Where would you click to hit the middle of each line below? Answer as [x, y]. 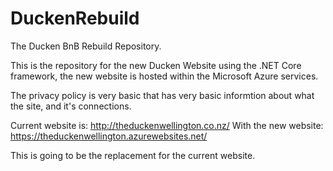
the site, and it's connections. [71, 106]
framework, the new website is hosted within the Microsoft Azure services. [164, 76]
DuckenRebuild [75, 18]
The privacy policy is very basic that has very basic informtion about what [162, 95]
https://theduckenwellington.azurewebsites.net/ [109, 136]
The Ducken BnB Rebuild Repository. [86, 46]
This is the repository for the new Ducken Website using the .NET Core [156, 65]
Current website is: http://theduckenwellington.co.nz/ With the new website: [167, 125]
